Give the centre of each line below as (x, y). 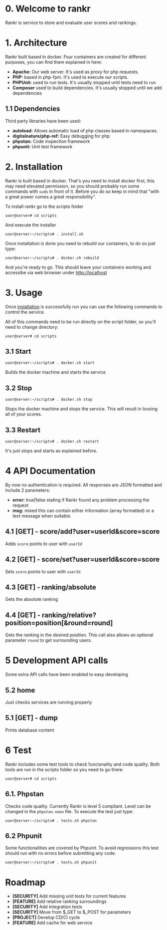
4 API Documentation (50, 471)
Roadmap (25, 882)
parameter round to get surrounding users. (49, 640)
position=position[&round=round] (59, 623)
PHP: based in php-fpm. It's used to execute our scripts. (70, 77)
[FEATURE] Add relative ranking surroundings (59, 901)
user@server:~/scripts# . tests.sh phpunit (51, 862)
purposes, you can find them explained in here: (54, 62)
